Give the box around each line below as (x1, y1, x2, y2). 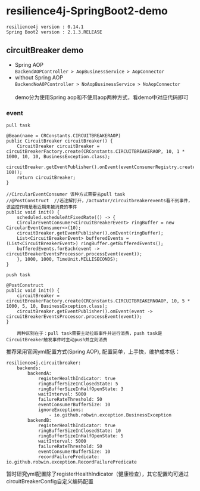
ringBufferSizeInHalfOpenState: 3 (37, 386, 124, 392)
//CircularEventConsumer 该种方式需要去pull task (6, 192, 126, 197)
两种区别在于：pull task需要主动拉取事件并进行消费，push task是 (17, 331, 162, 336)
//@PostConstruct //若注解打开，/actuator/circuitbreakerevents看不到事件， (6, 198, 193, 204)
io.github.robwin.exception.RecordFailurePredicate (6, 459, 137, 465)
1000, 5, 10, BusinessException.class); (6, 303, 108, 310)
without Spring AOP (14, 73, 64, 81)
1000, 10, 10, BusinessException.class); (6, 154, 111, 160)
